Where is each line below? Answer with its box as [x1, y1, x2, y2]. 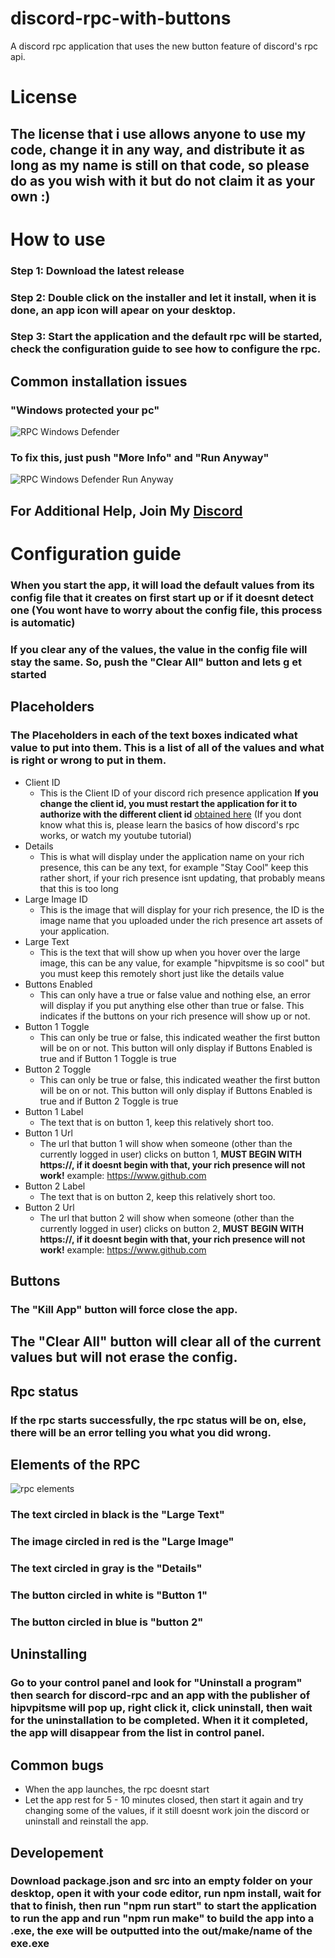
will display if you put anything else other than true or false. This [39, 999, 305, 1011]
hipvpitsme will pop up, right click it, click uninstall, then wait [10, 1701, 313, 1715]
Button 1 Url [24, 1127, 73, 1139]
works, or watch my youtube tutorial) [39, 829, 192, 841]
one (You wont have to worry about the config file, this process [10, 603, 323, 617]
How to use [10, 228, 106, 251]
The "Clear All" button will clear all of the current [10, 1333, 322, 1351]
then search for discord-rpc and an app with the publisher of [10, 1688, 311, 1702]
